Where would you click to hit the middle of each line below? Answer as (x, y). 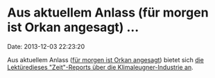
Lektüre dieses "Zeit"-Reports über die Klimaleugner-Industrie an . (100, 67)
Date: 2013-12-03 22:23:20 (46, 46)
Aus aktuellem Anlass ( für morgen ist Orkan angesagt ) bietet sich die (106, 59)
